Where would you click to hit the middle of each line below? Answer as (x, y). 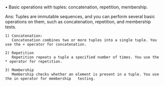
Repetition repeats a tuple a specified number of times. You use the (85, 57)
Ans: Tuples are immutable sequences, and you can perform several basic (80, 16)
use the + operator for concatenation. (46, 44)
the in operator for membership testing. (50, 79)
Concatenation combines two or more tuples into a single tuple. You (84, 40)
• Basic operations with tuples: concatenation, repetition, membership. (77, 7)
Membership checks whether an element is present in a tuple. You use (85, 74)
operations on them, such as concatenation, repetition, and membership (78, 22)
